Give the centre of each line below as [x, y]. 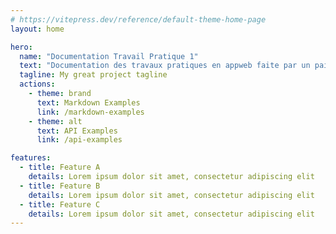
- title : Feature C [60, 204]
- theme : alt [55, 121]
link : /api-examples [79, 140]
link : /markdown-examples [90, 112]
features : [31, 158]
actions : [37, 84]
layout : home [37, 29]
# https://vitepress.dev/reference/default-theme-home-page [138, 19]
